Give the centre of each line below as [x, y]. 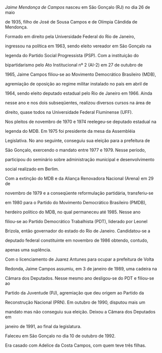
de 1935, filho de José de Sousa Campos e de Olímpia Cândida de [71, 22]
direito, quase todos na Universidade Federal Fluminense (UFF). [69, 112]
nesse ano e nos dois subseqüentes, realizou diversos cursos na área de [78, 103]
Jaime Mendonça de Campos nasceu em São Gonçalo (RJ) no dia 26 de [78, 7]
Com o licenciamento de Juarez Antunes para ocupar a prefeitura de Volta [80, 259]
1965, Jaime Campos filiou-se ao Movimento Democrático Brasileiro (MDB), [81, 74]
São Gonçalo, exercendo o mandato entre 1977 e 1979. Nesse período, [75, 150]
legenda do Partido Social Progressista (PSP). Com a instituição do [72, 55]
